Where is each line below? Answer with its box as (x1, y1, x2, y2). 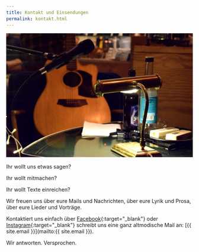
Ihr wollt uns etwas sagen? (6, 163, 72, 170)
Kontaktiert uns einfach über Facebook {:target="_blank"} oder (6, 215, 158, 222)
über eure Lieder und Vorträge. (6, 204, 82, 211)
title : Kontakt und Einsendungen (6, 9, 89, 15)
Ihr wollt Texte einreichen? (6, 186, 70, 193)
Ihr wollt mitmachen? (6, 175, 57, 182)
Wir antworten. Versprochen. (6, 240, 77, 247)
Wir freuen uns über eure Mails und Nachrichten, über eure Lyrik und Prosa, (6, 198, 191, 205)
